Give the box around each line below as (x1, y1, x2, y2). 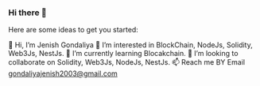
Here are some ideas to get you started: (8, 25, 139, 35)
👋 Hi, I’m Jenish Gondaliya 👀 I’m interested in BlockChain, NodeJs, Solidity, (8, 40, 253, 50)
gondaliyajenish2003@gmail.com (8, 69, 118, 78)
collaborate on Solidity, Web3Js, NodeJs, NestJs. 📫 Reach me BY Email (8, 58, 245, 67)
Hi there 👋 (8, 7, 48, 18)
